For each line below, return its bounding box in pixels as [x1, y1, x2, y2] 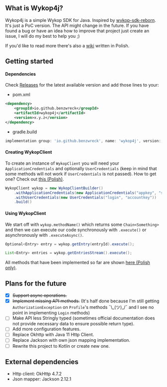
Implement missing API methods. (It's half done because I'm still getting [12, 298, 160, 304]
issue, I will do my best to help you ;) [5, 33, 80, 39]
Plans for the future [5, 279, 67, 288]
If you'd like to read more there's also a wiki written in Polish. [5, 42, 130, 49]
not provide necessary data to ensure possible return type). [12, 321, 135, 327]
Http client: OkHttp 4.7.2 [12, 371, 62, 377]
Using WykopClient [5, 210, 46, 216]
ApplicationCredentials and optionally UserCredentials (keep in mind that [5, 165, 158, 171]
